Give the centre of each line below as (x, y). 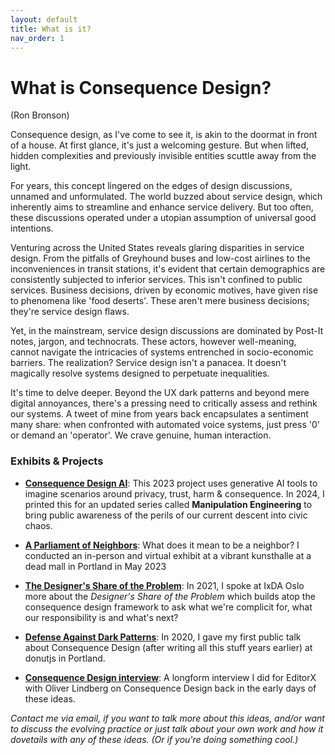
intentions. (32, 228)
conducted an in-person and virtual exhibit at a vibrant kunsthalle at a (168, 555)
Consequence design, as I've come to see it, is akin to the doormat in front (164, 135)
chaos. (38, 525)
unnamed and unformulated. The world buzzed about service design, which (166, 197)
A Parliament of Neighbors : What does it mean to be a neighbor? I (162, 545)
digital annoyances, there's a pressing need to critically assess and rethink (164, 403)
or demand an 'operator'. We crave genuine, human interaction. (141, 435)
